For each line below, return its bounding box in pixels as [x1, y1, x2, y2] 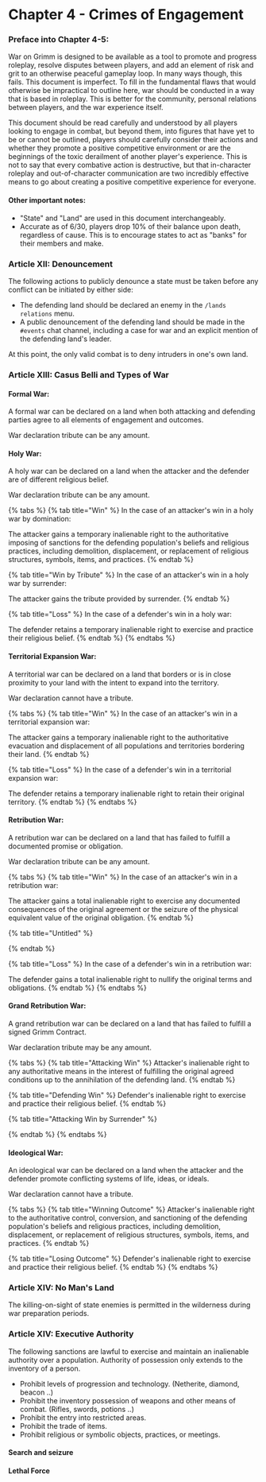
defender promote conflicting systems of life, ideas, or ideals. [8, 1174, 210, 1184]
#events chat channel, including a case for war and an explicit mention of [19, 325, 259, 335]
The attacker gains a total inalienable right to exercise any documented [8, 896, 241, 906]
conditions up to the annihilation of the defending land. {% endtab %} [8, 1075, 236, 1084]
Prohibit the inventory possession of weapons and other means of [19, 1395, 236, 1405]
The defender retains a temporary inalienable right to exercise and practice [8, 625, 254, 634]
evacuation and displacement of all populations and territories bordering [8, 741, 245, 751]
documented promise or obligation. [8, 841, 123, 851]
